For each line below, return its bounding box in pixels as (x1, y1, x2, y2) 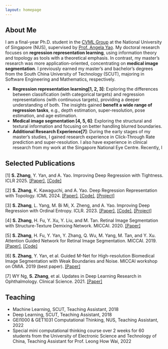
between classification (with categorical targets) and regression (12, 91, 144, 98)
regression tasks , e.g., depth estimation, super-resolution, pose (12, 107, 145, 113)
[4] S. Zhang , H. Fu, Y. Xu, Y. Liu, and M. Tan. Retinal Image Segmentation (5, 217, 158, 223)
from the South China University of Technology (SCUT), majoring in (5, 71, 144, 77)
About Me (5, 26, 37, 35)
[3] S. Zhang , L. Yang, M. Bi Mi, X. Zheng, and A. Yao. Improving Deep (5, 202, 150, 208)
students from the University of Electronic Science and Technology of (12, 333, 157, 339)
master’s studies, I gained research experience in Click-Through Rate (12, 134, 155, 140)
